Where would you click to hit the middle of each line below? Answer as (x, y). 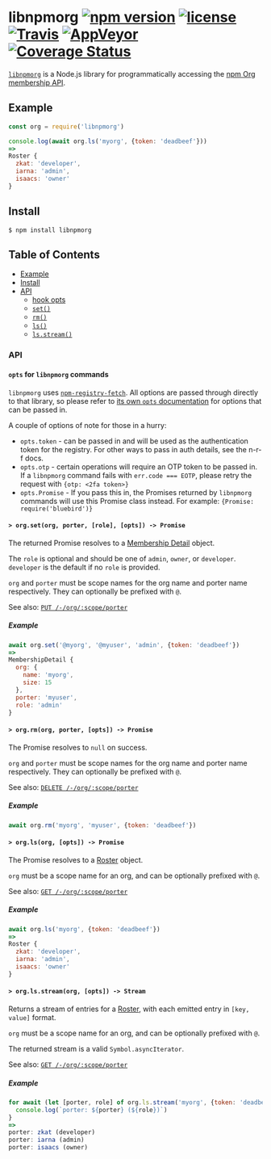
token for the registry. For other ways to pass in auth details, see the (133, 449)
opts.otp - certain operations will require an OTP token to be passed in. (139, 466)
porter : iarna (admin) (46, 1140)
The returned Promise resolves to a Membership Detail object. (112, 543)
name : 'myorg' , (48, 675)
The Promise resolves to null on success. (78, 747)
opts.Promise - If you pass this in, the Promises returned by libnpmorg (136, 492)
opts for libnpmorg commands (58, 374)
